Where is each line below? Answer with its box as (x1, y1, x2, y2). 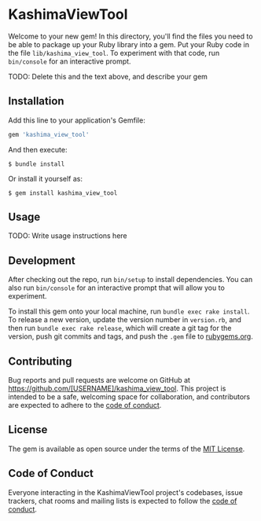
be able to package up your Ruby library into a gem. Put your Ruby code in (8, 39, 250, 49)
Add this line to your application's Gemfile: (8, 116, 145, 125)
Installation (8, 94, 64, 108)
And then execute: (8, 145, 68, 154)
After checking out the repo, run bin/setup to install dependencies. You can (8, 275, 253, 284)
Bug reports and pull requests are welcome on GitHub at (8, 376, 191, 385)
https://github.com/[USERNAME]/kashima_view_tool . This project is (8, 383, 226, 394)
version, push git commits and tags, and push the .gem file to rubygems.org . (8, 332, 254, 341)
